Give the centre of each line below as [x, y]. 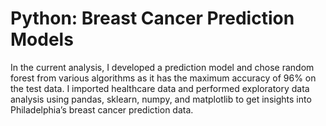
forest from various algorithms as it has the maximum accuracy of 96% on [163, 78]
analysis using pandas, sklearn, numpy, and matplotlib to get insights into [161, 99]
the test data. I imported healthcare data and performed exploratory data [160, 88]
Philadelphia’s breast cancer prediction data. [102, 109]
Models [42, 39]
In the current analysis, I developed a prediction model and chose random [162, 67]
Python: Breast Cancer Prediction [152, 18]
